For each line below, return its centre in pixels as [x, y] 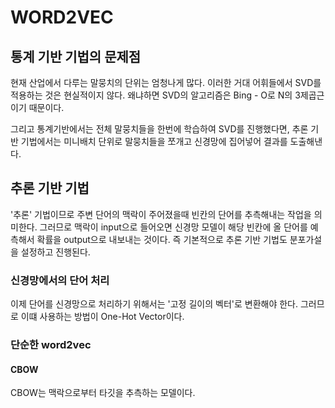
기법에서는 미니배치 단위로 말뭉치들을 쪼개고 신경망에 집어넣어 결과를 [154, 141]
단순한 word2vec [51, 345]
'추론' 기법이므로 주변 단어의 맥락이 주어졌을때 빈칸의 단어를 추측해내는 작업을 [161, 214]
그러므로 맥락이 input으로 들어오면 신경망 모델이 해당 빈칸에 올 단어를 [173, 227]
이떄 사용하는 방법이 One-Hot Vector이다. [102, 317]
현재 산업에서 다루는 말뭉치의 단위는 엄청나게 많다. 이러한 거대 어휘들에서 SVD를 [166, 82]
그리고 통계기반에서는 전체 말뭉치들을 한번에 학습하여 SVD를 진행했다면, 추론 [159, 129]
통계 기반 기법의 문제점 [76, 56]
